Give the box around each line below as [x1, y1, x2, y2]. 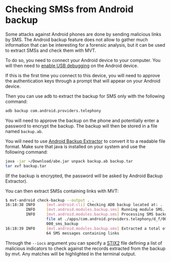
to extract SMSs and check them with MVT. [5, 47, 97, 53]
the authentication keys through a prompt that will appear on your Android [5, 78, 161, 84]
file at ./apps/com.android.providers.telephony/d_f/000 [46, 217, 169, 222]
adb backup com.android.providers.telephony [5, 108, 101, 113]
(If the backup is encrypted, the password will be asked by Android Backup [5, 173, 163, 179]
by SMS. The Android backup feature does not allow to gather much [5, 37, 148, 43]
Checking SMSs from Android [5, 4, 134, 15]
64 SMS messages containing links [46, 231, 120, 236]
